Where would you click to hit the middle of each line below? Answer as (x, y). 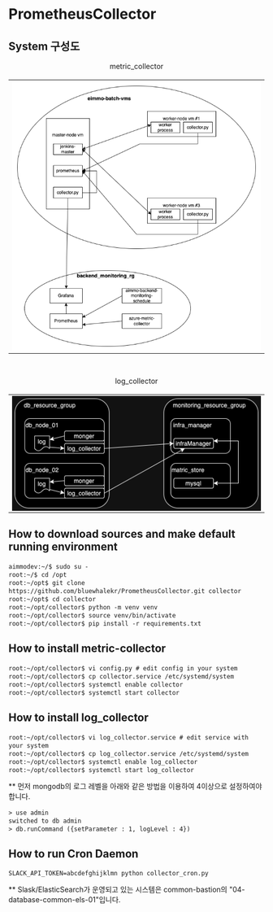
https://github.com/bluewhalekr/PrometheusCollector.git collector (125, 591)
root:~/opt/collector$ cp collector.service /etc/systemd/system (121, 676)
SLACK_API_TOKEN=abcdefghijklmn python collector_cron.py (108, 874)
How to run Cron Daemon (74, 854)
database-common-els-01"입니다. (65, 900)
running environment (63, 547)
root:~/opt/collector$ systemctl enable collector (96, 684)
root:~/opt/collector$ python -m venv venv (83, 607)
